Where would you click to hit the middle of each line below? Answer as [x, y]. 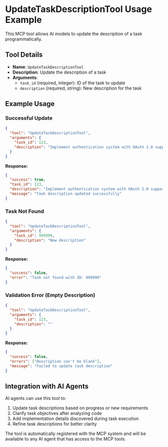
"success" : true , [28, 180]
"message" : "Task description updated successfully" [66, 194]
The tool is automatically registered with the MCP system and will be [76, 433]
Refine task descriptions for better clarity [54, 424]
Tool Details [24, 55]
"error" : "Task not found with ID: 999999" [55, 277]
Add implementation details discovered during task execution [75, 418]
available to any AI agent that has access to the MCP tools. [66, 439]
